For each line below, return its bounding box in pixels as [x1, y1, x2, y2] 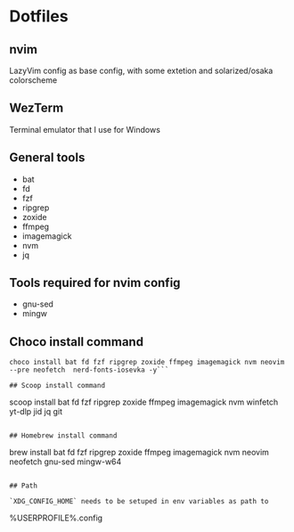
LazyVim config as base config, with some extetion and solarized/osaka [9, 65, 274, 76]
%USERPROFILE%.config [9, 512, 103, 523]
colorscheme [9, 75, 58, 86]
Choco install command [9, 334, 144, 349]
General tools [9, 150, 86, 166]
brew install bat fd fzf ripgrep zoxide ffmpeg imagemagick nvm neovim [9, 447, 270, 458]
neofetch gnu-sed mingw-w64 [9, 456, 122, 467]
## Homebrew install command [9, 431, 118, 440]
